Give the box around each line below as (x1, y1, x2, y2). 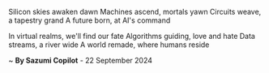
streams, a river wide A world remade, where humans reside (8, 40, 210, 49)
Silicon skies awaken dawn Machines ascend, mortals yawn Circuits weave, (8, 7, 262, 16)
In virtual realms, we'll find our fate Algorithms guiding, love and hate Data (8, 32, 255, 41)
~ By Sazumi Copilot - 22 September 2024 (8, 56, 152, 65)
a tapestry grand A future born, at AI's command (8, 15, 171, 25)
